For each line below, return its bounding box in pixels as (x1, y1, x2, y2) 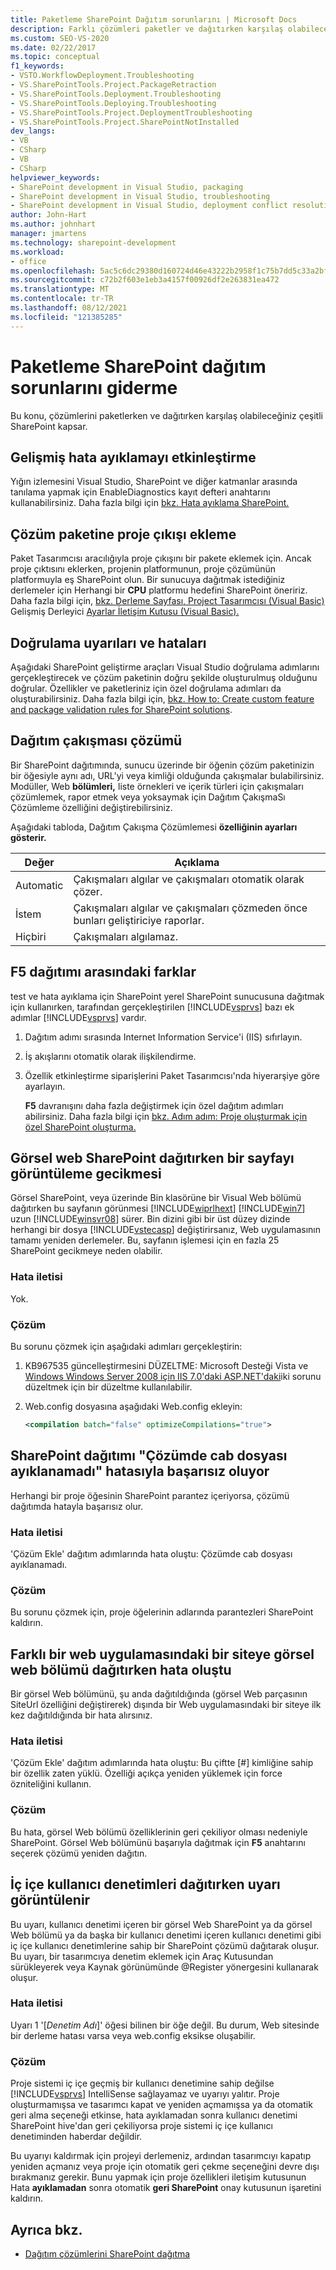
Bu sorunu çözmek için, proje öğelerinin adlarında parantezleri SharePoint (10, 1606, 314, 1618)
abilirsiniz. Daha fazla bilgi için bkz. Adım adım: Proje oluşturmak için (24, 1110, 308, 1122)
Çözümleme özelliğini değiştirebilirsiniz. (10, 801, 173, 813)
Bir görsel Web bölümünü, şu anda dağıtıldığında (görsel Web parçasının (10, 1688, 308, 1700)
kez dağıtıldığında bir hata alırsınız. (10, 1709, 153, 1721)
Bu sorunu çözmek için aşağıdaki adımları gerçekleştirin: (10, 1341, 243, 1353)
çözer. (73, 884, 103, 898)
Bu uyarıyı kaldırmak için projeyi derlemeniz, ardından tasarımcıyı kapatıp (10, 2150, 312, 2162)
